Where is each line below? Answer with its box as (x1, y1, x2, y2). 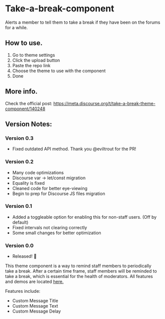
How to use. (5, 39, 43, 47)
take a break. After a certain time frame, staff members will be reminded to (5, 268, 157, 274)
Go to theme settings (12, 52, 55, 58)
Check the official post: (5, 100, 53, 106)
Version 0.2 (5, 159, 34, 165)
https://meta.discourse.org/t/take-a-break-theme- (53, 100, 156, 106)
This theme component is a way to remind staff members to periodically (5, 263, 152, 269)
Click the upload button (12, 57, 60, 63)
